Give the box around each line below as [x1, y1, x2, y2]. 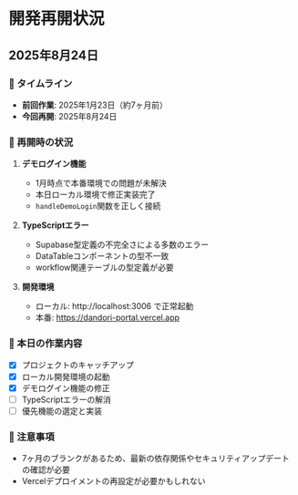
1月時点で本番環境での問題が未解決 [35, 178, 168, 189]
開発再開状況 [8, 8, 106, 29]
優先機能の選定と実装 [21, 405, 102, 416]
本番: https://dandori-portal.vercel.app [35, 312, 180, 324]
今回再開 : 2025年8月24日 [21, 110, 118, 121]
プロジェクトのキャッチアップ [21, 359, 134, 370]
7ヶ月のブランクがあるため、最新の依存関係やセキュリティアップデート [21, 453, 290, 464]
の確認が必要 [21, 464, 70, 475]
